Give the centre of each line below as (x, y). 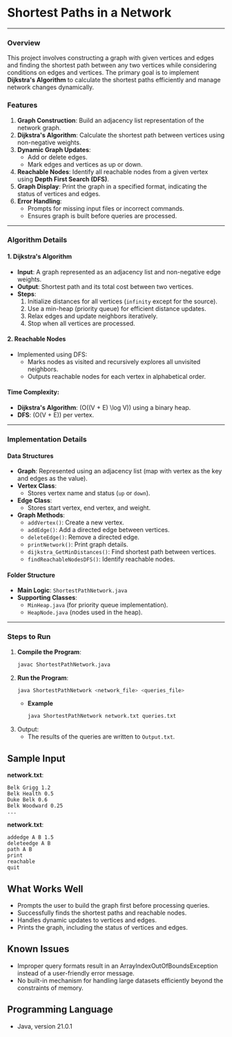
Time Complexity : (33, 392)
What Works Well (45, 889)
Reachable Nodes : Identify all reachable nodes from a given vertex (113, 171)
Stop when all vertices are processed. (81, 323)
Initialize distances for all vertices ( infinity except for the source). (122, 301)
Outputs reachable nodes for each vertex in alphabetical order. (116, 376)
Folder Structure (31, 575)
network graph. (39, 127)
